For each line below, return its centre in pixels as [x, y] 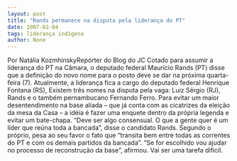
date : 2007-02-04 [33, 27]
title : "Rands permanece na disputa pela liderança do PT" [97, 20]
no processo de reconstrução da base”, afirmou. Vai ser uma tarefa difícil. [115, 150]
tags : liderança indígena [45, 34]
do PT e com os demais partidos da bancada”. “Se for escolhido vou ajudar [117, 143]
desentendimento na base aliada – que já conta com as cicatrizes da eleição [119, 105]
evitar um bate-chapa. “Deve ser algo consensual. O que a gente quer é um [118, 120]
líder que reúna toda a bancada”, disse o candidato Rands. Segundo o [109, 128]
